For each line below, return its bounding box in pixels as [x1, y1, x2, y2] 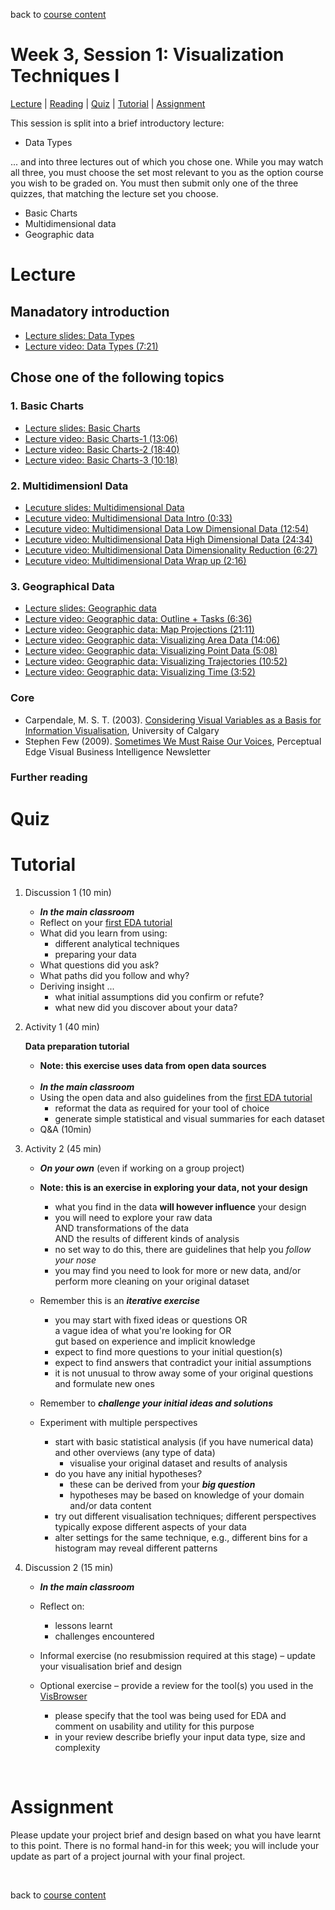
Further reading [10, 770, 88, 784]
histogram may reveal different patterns [54, 1542, 218, 1554]
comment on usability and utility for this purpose [54, 1720, 255, 1732]
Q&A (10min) [39, 1123, 92, 1135]
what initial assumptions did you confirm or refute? [54, 990, 265, 1003]
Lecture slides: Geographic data [24, 602, 157, 614]
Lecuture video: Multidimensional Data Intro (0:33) [24, 512, 233, 524]
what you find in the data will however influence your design [54, 1200, 307, 1213]
